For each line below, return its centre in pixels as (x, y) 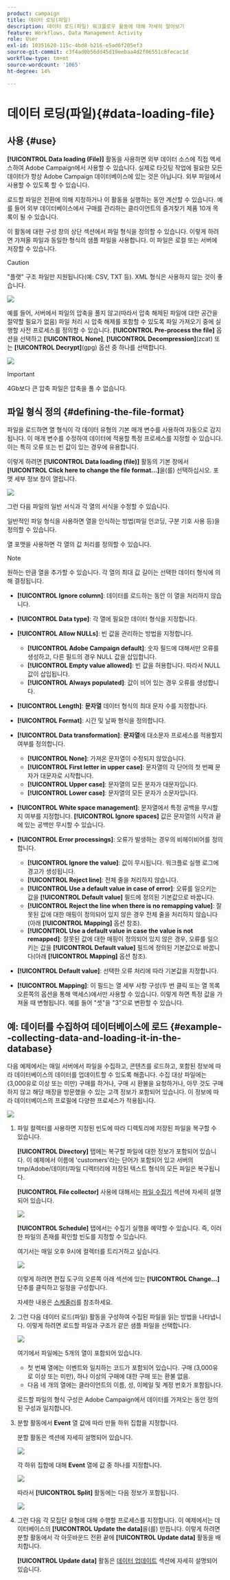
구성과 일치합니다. (48, 1408)
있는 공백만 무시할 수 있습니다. (65, 825)
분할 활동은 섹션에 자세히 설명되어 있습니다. (75, 1437)
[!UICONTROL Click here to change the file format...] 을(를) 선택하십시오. (110, 470)
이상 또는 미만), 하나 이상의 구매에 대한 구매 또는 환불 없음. (113, 1377)
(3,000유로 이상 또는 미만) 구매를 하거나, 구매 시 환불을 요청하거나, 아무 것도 (109, 1084)
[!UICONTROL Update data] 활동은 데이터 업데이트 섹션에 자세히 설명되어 (117, 1561)
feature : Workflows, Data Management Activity (75, 33)
